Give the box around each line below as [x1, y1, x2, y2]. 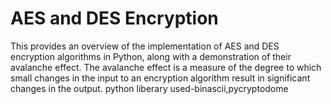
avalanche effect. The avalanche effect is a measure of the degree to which [10, 61, 322, 73]
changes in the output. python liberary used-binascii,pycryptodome [10, 82, 289, 94]
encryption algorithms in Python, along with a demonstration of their [10, 50, 292, 62]
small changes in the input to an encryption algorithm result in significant [10, 72, 311, 84]
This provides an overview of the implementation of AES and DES [10, 40, 280, 52]
